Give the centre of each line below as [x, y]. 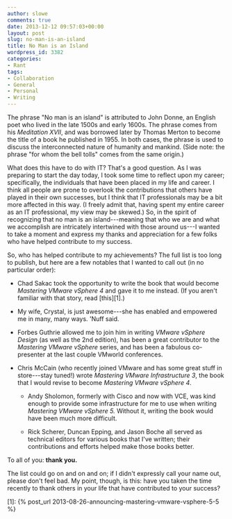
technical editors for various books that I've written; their [109, 439]
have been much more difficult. [72, 418]
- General [22, 85]
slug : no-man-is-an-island [46, 40]
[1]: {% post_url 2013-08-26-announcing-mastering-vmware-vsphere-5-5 [113, 502]
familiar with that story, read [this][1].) [71, 298]
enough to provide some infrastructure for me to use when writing [122, 403]
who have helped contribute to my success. [70, 241]
